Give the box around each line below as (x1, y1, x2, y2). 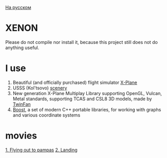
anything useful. (5, 44, 39, 51)
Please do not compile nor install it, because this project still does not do (5, 39, 158, 45)
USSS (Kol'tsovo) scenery (12, 84, 67, 91)
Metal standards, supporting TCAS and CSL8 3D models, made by (12, 96, 152, 102)
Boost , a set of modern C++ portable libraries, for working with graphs (12, 106, 161, 112)
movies (5, 130, 37, 142)
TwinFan (12, 101, 31, 107)
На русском (5, 5, 32, 10)
